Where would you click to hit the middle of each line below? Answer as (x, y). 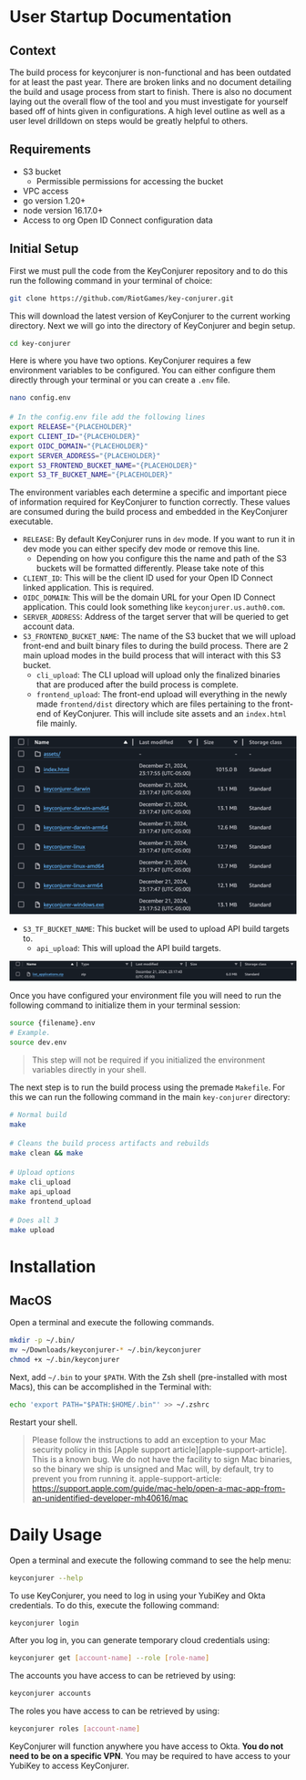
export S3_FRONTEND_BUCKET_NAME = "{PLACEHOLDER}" (103, 466)
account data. (49, 626)
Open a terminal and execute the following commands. (112, 1323)
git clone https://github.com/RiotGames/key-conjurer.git (122, 298)
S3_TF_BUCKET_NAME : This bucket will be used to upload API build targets (156, 929)
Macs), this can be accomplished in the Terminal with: (111, 1387)
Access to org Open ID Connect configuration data (118, 220)
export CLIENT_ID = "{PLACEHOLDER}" (75, 436)
